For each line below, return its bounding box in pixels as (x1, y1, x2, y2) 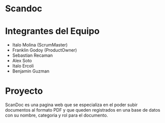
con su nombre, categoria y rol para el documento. (5, 112, 108, 119)
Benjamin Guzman (12, 68, 50, 74)
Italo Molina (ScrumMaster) (12, 42, 68, 48)
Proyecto (5, 85, 43, 97)
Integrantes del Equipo (5, 26, 100, 37)
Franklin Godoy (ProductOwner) (12, 47, 77, 53)
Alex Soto (12, 58, 32, 64)
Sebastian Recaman (12, 52, 53, 58)
